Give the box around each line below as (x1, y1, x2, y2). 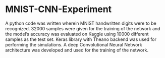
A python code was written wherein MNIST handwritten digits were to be (5, 20, 156, 26)
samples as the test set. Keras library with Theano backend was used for (5, 36, 157, 42)
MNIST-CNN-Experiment (5, 4, 112, 15)
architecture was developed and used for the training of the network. (5, 47, 149, 53)
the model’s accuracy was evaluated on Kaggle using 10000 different (5, 31, 149, 37)
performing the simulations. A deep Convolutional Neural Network (5, 41, 142, 47)
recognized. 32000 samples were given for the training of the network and (5, 25, 160, 31)
